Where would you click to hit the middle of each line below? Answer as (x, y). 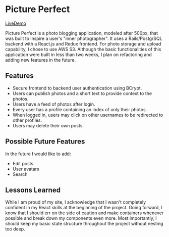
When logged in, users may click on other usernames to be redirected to (88, 115)
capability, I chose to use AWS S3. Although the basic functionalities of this (83, 49)
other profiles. (27, 120)
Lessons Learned (33, 190)
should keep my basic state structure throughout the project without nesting (84, 224)
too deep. (15, 229)
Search (20, 174)
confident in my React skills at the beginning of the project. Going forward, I (84, 208)
